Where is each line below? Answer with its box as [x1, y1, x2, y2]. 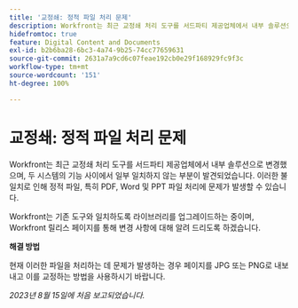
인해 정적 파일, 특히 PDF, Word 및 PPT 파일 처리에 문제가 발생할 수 [32, 181, 263, 192]
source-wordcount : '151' [9, 71, 101, 80]
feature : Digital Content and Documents [9, 37, 161, 47]
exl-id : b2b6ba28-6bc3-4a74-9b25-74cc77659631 [9, 46, 184, 55]
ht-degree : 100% [9, 79, 69, 88]
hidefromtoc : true [9, 29, 77, 38]
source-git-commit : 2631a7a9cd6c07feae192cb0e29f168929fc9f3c [9, 54, 244, 63]
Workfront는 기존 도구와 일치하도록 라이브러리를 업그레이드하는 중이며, [9, 210, 255, 222]
